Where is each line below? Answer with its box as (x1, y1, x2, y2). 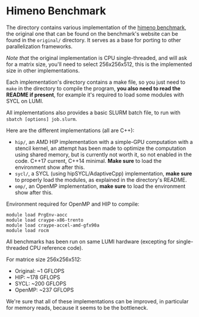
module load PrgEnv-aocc (6, 212, 68, 218)
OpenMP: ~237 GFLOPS (14, 286, 74, 293)
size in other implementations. (6, 67, 80, 74)
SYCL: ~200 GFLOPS (14, 280, 67, 287)
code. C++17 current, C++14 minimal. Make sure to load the (14, 157, 162, 164)
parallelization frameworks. (6, 43, 73, 50)
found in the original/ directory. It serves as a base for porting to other (6, 36, 181, 43)
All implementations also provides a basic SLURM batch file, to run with (6, 109, 181, 116)
